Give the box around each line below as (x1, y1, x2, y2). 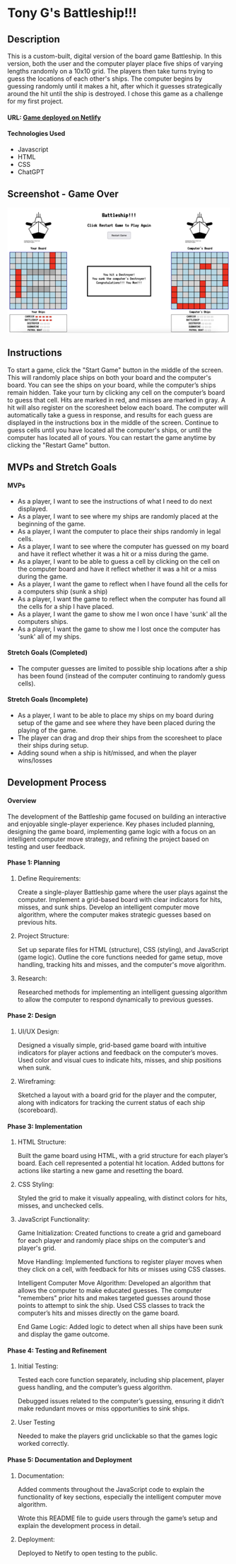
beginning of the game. (17, 519, 86, 528)
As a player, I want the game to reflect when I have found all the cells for (17, 579, 228, 588)
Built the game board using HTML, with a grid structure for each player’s (17, 1152, 228, 1160)
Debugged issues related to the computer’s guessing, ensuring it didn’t (17, 1397, 225, 1406)
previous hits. (17, 917, 58, 926)
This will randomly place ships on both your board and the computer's (7, 373, 212, 381)
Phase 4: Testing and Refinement (7, 1346, 107, 1355)
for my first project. (7, 97, 64, 105)
